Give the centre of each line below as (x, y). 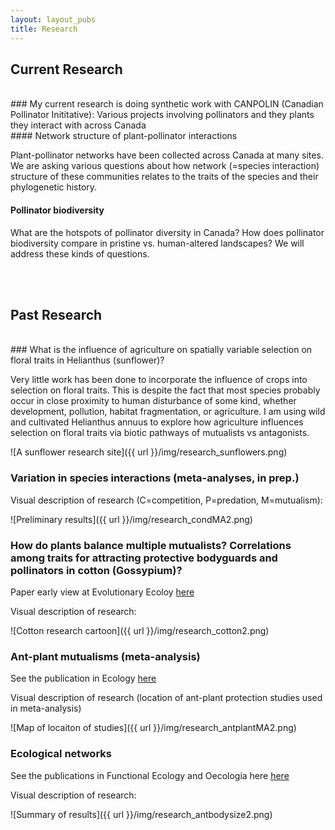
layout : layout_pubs (53, 19)
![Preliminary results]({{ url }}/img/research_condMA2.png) (131, 519)
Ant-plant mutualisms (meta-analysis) (105, 656)
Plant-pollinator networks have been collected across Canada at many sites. (167, 155)
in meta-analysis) (46, 708)
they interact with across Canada (78, 125)
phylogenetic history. (54, 187)
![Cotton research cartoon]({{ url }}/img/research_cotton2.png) (140, 630)
